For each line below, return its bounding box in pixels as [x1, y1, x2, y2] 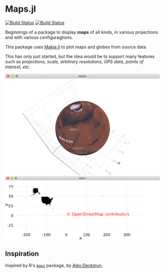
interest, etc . [5, 64, 30, 70]
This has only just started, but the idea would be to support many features [5, 53, 155, 59]
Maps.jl [5, 3, 36, 15]
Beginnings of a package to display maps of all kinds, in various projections [5, 29, 158, 35]
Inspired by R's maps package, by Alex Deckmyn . [5, 263, 103, 269]
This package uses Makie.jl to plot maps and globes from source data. [5, 44, 147, 50]
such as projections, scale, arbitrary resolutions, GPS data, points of [5, 58, 144, 64]
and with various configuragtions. [5, 34, 73, 40]
